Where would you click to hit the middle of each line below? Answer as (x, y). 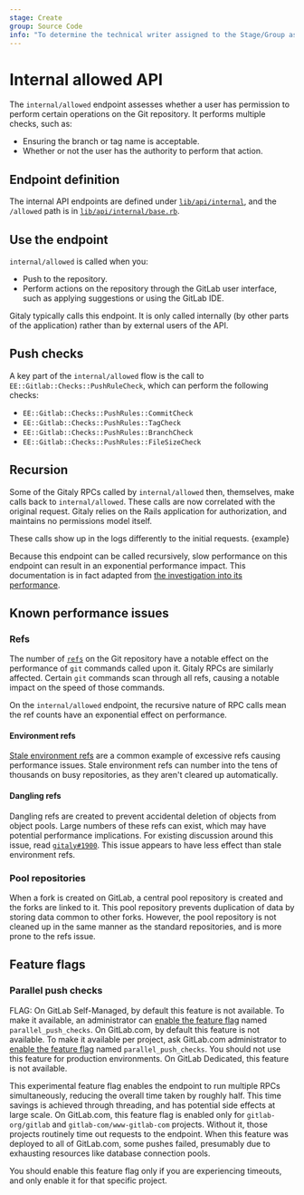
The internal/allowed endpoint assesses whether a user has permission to (150, 104)
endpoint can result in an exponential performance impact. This (128, 565)
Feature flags (47, 965)
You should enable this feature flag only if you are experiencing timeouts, (146, 1171)
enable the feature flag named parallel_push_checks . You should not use (145, 1049)
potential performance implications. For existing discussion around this (142, 835)
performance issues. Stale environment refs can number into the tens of (144, 765)
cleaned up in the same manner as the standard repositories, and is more (146, 927)
